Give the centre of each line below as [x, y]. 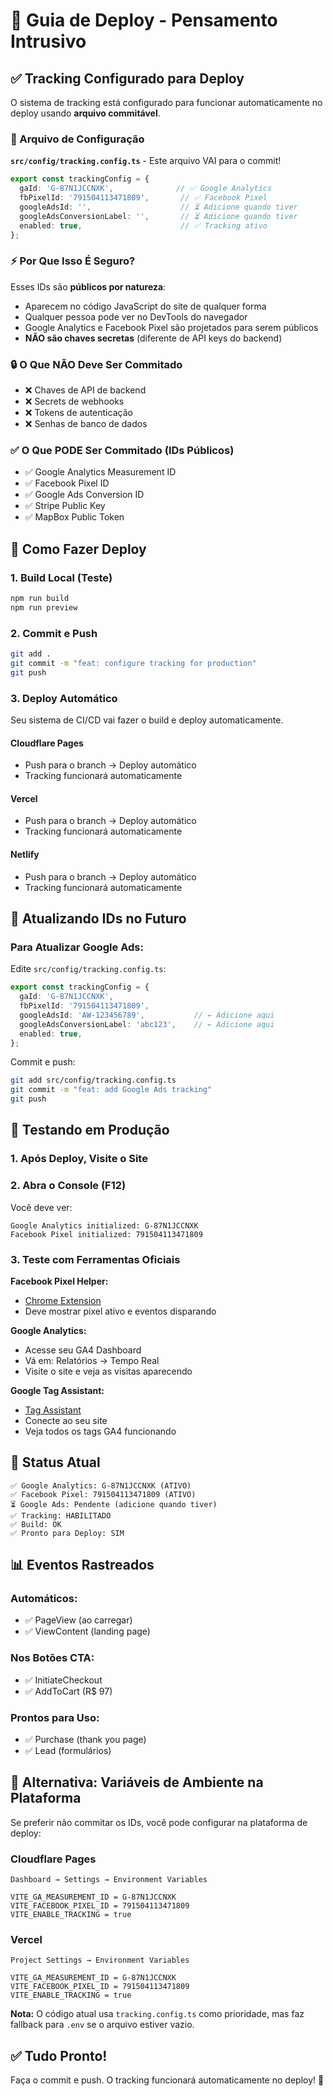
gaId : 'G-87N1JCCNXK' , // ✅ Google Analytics [146, 189]
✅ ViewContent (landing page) [87, 1631]
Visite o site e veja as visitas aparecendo [108, 1371]
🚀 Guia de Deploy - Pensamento [144, 20]
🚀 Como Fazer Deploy [78, 549]
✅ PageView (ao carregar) [78, 1620]
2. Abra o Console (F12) [68, 1186]
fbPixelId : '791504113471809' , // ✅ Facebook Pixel [143, 198]
